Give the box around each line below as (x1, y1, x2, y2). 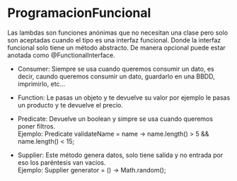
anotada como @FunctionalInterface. (7, 51, 115, 59)
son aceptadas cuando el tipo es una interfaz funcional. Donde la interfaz (7, 35, 221, 44)
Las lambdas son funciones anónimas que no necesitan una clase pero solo (7, 28, 229, 37)
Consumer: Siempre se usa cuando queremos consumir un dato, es (17, 64, 214, 73)
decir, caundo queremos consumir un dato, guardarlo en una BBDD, (17, 72, 215, 81)
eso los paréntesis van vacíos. (17, 158, 106, 167)
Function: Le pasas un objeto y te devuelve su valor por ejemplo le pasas (17, 93, 231, 102)
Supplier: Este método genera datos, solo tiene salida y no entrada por (17, 151, 224, 159)
